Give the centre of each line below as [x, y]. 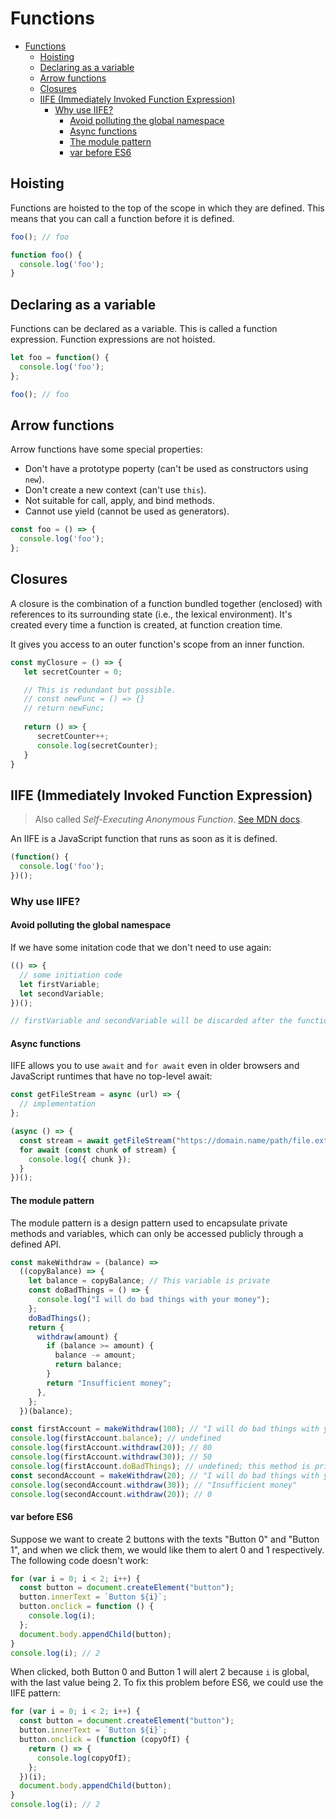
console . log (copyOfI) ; [84, 1758]
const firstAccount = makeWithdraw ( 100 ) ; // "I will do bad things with [165, 1429]
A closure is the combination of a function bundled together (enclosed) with [166, 603]
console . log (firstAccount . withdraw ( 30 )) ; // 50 [111, 1457]
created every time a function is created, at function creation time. [146, 624]
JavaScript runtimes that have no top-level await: [111, 1076]
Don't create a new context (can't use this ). [115, 490]
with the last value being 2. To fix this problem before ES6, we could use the [167, 1683]
